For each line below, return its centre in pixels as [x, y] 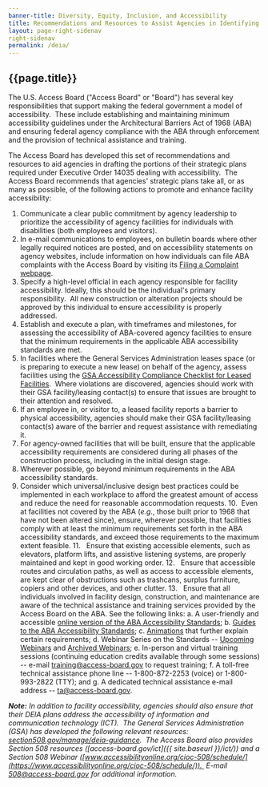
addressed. [38, 315]
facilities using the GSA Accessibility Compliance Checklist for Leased [136, 375]
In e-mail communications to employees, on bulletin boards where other [138, 239]
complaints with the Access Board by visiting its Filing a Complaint [129, 264]
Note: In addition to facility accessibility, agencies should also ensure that [131, 705]
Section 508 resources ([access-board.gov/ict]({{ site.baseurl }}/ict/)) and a [134, 748]
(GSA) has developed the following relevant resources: [99, 731]
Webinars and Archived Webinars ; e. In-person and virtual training [129, 648]
